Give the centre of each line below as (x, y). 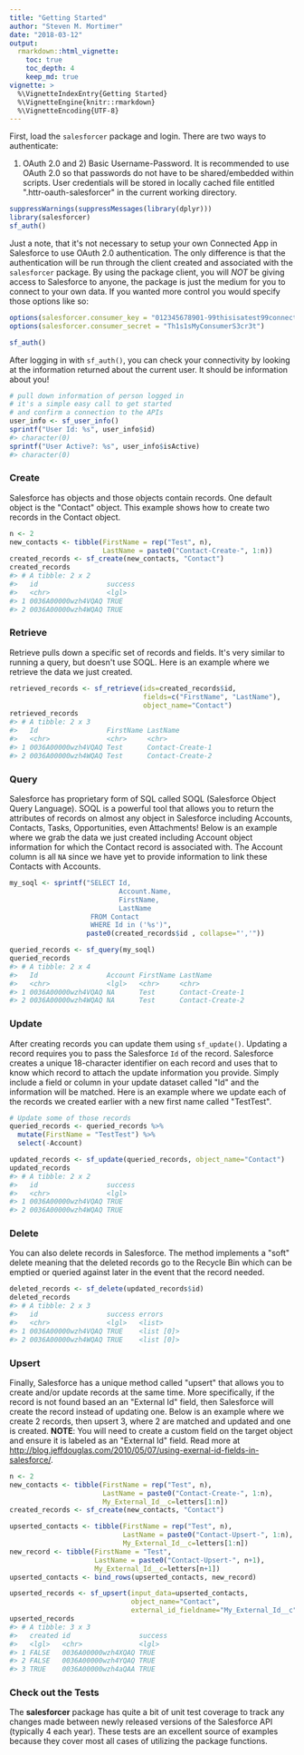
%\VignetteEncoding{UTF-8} (68, 111)
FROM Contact (115, 917)
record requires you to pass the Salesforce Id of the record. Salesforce (142, 1053)
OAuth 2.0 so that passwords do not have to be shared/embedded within (158, 173)
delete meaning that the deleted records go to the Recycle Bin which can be (151, 1263)
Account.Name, (145, 891)
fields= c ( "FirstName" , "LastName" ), (212, 697)
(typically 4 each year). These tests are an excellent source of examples (144, 1731)
